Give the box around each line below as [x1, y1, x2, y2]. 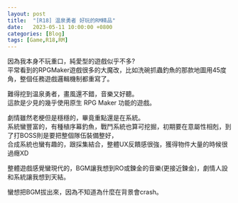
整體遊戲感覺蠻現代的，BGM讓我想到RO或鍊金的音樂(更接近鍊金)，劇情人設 [7, 164, 229, 173]
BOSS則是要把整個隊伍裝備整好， [19, 132, 118, 140]
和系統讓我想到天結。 [7, 173, 70, 181]
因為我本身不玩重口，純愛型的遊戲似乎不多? [7, 57, 136, 66]
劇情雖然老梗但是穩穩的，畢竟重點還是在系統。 [7, 114, 144, 122]
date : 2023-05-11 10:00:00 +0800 [7, 23, 113, 30]
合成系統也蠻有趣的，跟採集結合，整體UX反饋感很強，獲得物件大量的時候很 [7, 140, 228, 149]
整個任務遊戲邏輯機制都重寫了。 [19, 75, 114, 83]
